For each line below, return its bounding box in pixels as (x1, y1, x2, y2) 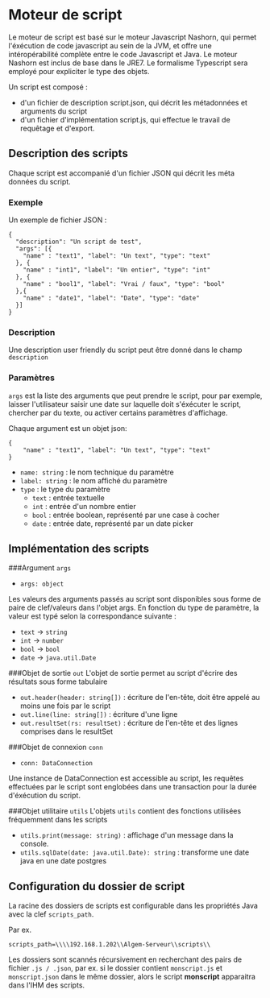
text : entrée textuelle (31, 493, 105, 503)
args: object (19, 580, 64, 589)
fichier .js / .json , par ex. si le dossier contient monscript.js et (8, 963, 223, 973)
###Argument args (8, 563, 72, 573)
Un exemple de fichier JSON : (8, 215, 107, 225)
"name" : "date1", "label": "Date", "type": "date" (23, 294, 200, 303)
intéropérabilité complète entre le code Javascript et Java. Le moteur (8, 49, 238, 59)
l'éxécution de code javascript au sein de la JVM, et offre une (8, 40, 212, 50)
